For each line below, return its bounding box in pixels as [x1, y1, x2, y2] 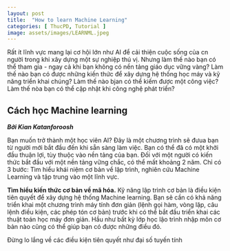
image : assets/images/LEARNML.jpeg [7, 29, 109, 36]
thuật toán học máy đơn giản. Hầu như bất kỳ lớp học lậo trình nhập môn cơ [7, 215, 222, 223]
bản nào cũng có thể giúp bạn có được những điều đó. [7, 223, 162, 231]
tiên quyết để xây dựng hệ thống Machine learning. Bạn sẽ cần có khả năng [7, 193, 222, 201]
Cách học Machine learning [7, 105, 128, 116]
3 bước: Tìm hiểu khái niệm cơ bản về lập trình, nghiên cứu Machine [7, 166, 200, 174]
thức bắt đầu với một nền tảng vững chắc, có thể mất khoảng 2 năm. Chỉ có [7, 158, 222, 166]
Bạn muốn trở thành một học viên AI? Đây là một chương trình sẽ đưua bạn [7, 136, 219, 144]
